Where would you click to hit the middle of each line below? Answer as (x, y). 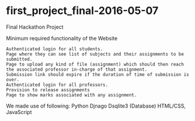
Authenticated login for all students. (55, 49)
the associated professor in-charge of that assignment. (77, 69)
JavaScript (19, 112)
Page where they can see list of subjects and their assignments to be (95, 54)
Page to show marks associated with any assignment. (72, 95)
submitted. (19, 59)
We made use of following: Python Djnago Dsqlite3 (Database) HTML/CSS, (96, 106)
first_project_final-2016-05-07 (82, 11)
